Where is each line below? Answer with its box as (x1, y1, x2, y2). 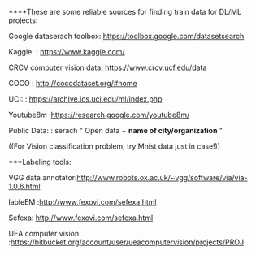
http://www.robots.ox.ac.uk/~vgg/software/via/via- (76, 173, 248, 182)
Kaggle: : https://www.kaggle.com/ (8, 47, 125, 56)
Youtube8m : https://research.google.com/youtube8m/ (8, 110, 190, 119)
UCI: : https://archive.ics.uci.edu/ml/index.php (8, 94, 163, 104)
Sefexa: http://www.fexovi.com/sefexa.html (8, 213, 154, 223)
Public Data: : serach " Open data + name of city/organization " (8, 126, 223, 135)
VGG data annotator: (8, 173, 77, 182)
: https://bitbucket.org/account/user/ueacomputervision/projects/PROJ (8, 237, 245, 247)
